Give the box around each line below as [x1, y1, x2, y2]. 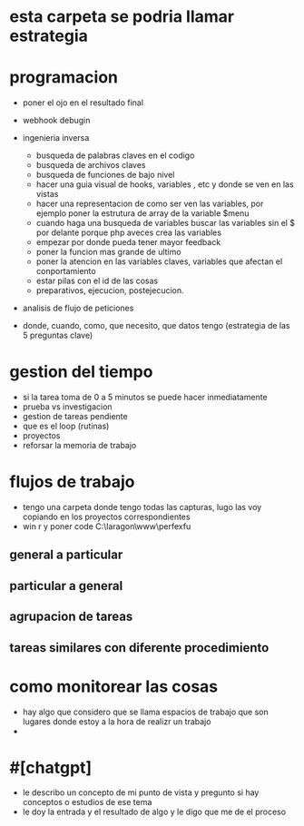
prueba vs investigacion [22, 401, 113, 412]
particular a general [9, 578, 123, 594]
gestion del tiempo [9, 361, 153, 382]
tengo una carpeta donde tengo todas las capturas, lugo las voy [22, 502, 262, 512]
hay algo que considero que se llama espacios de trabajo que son [22, 706, 270, 717]
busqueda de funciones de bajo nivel [35, 170, 175, 181]
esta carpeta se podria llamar [9, 6, 234, 27]
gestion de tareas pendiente [22, 411, 129, 422]
